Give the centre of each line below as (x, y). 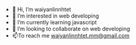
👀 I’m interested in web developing (55, 16)
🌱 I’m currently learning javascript (54, 22)
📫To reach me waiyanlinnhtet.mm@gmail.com (71, 36)
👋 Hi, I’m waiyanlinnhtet (41, 9)
